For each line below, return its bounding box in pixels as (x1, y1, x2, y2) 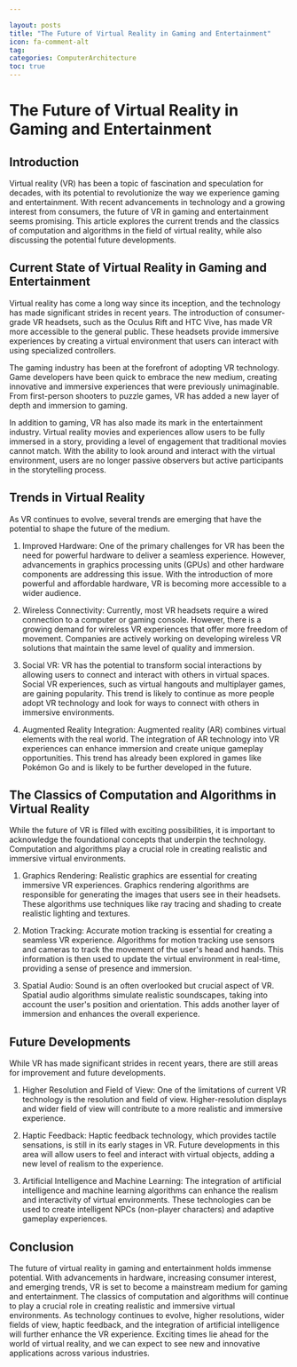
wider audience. (21, 587, 82, 598)
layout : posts (9, 20, 62, 29)
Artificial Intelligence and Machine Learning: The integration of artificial (21, 1176, 282, 1187)
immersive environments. (21, 707, 115, 718)
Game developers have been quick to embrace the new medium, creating (9, 371, 277, 382)
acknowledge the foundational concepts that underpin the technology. (9, 834, 266, 845)
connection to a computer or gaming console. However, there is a (21, 614, 262, 624)
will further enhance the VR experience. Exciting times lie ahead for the (9, 1329, 269, 1339)
